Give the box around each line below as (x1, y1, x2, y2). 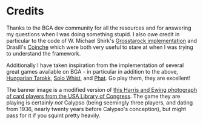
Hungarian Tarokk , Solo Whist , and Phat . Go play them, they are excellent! (6, 74, 191, 82)
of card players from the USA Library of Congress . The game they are (6, 92, 181, 100)
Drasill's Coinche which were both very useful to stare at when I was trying (6, 43, 194, 51)
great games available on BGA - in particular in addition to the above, (6, 68, 179, 75)
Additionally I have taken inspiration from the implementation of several (6, 62, 184, 69)
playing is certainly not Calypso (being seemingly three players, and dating (6, 98, 193, 106)
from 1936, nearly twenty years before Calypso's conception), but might (6, 105, 187, 112)
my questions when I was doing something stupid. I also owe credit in (6, 30, 180, 37)
